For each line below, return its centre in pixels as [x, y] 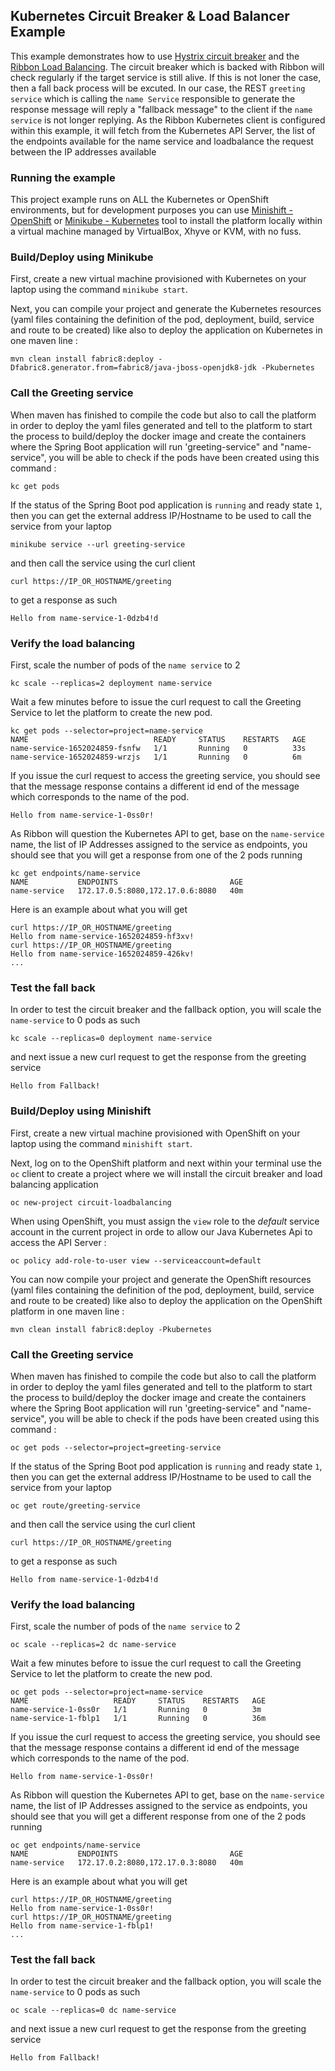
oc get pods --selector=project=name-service [106, 1692]
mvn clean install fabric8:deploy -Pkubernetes [111, 1329]
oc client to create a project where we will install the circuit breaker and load [166, 1173]
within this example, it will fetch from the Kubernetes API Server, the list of [163, 130]
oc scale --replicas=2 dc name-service [93, 1645]
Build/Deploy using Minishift [81, 1111]
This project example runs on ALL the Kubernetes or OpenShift [139, 200]
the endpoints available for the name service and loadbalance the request [162, 141]
